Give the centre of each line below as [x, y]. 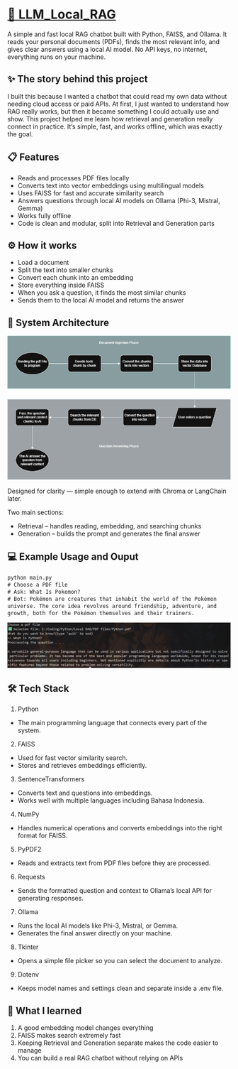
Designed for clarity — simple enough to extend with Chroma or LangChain [117, 491]
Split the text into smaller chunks [65, 270]
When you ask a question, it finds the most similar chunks [102, 293]
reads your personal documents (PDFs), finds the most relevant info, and [114, 41]
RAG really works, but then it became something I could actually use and [113, 111]
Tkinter [28, 947]
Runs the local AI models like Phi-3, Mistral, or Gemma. [98, 926]
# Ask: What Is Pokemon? [44, 592]
